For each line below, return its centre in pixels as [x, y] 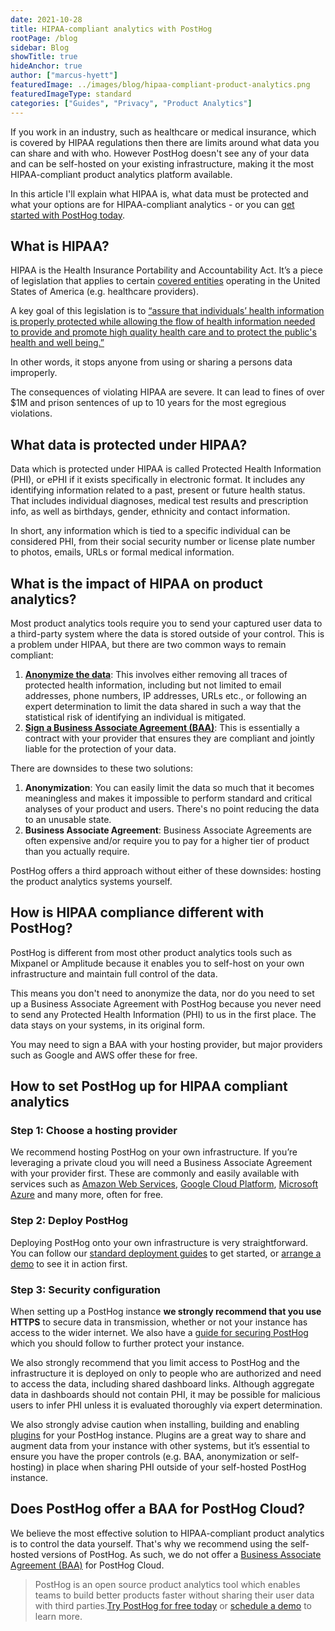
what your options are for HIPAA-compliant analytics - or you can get [152, 204]
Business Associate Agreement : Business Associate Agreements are [168, 830]
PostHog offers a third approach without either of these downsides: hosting [166, 870]
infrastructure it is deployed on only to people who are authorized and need [166, 1373]
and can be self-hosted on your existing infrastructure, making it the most [162, 163]
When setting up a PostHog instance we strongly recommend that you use [166, 1312]
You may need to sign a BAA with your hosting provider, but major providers [166, 1044]
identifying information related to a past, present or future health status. [158, 490]
